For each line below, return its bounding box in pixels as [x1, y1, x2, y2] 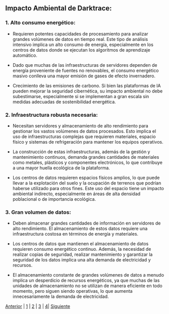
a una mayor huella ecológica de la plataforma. [12, 164, 110, 171]
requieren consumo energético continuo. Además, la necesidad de [12, 246, 151, 252]
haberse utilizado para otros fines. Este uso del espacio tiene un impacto [12, 185, 164, 191]
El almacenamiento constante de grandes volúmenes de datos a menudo [12, 272, 164, 278]
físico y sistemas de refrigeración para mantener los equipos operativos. [12, 139, 163, 145]
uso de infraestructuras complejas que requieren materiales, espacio [12, 133, 156, 140]
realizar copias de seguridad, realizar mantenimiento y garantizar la [12, 251, 153, 257]
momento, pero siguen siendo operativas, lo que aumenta [12, 288, 133, 294]
